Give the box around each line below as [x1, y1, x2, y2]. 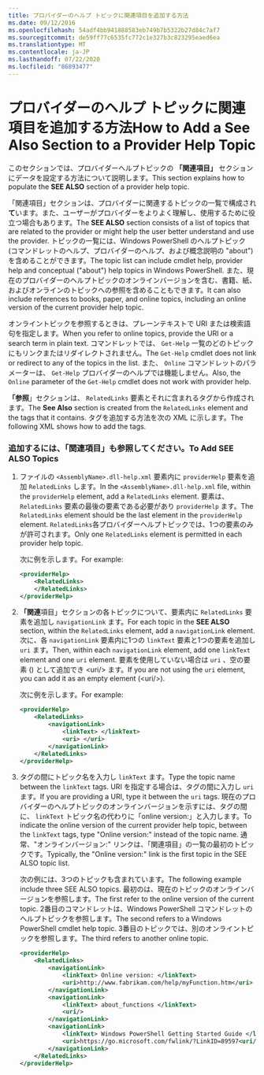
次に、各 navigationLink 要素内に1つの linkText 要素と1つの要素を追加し [19, 636, 256, 645]
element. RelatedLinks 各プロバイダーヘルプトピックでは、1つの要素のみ [19, 519, 254, 528]
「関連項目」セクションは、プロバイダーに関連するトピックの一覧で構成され [8, 198, 257, 207]
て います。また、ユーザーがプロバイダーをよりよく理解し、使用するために [8, 208, 249, 217]
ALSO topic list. [19, 858, 70, 868]
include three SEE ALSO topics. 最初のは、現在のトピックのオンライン [19, 884, 248, 894]
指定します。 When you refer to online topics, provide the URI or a [21, 328, 234, 338]
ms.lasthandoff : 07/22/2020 [8, 56, 101, 64]
